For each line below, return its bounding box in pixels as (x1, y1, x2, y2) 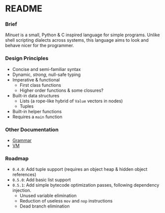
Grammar (12, 138, 32, 143)
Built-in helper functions (12, 108, 62, 114)
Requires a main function (12, 114, 63, 120)
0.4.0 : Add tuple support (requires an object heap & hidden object (12, 166, 148, 172)
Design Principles (5, 55, 49, 62)
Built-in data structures (12, 92, 59, 98)
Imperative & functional (12, 76, 60, 82)
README (5, 3, 43, 14)
